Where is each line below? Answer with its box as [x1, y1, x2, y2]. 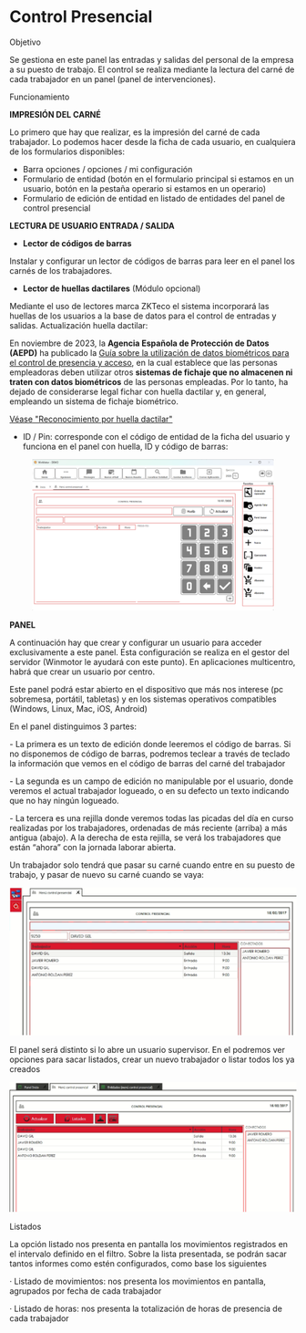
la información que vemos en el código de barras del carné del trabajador [9, 757, 286, 768]
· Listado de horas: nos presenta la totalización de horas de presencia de [9, 1303, 282, 1315]
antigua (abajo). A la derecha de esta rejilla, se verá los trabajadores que [9, 832, 281, 843]
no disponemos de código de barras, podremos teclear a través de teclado [9, 748, 291, 759]
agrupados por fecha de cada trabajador [9, 1286, 162, 1297]
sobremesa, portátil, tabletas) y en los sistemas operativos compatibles [9, 693, 277, 704]
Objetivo [9, 36, 41, 47]
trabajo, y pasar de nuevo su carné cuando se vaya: [9, 869, 205, 880]
